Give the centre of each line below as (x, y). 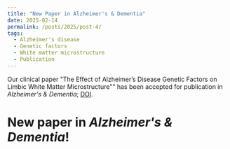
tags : (15, 33)
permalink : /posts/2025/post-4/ (54, 27)
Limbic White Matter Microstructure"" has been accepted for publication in (115, 86)
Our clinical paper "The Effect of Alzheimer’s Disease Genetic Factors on (112, 79)
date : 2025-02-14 (33, 20)
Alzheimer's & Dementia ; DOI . (50, 94)
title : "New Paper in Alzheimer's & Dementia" (76, 14)
